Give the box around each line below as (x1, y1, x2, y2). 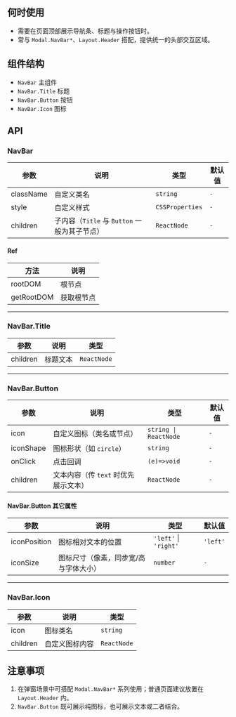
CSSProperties (155, 203, 203, 211)
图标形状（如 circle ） (52, 444, 126, 454)
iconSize (11, 558, 40, 567)
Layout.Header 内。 (17, 694, 73, 702)
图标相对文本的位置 (58, 537, 122, 547)
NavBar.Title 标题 (17, 86, 70, 95)
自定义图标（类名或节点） (52, 429, 138, 439)
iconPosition (11, 537, 52, 546)
